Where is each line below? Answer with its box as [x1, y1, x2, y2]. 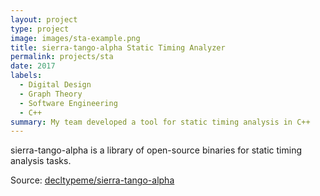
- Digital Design [19, 80, 92, 90]
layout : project [10, 14, 78, 25]
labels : [10, 71, 43, 81]
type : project [10, 24, 70, 34]
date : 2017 [10, 61, 56, 71]
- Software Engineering [19, 98, 118, 108]
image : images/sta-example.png [10, 33, 141, 43]
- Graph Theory [19, 89, 83, 99]
